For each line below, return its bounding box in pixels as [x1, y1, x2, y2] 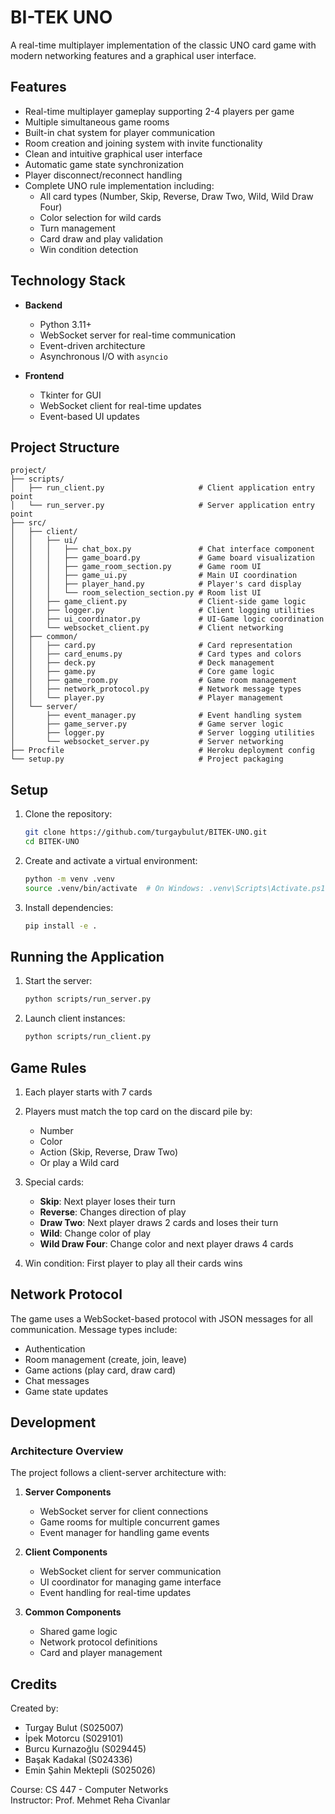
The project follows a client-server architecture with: [10, 1467, 227, 1479]
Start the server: [24, 975, 93, 987]
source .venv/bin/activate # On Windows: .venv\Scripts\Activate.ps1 [24, 883, 326, 893]
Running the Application [10, 948, 165, 965]
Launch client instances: [24, 1012, 126, 1025]
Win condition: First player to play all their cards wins [24, 1257, 243, 1269]
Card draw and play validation [39, 232, 163, 245]
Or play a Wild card [39, 1156, 120, 1168]
